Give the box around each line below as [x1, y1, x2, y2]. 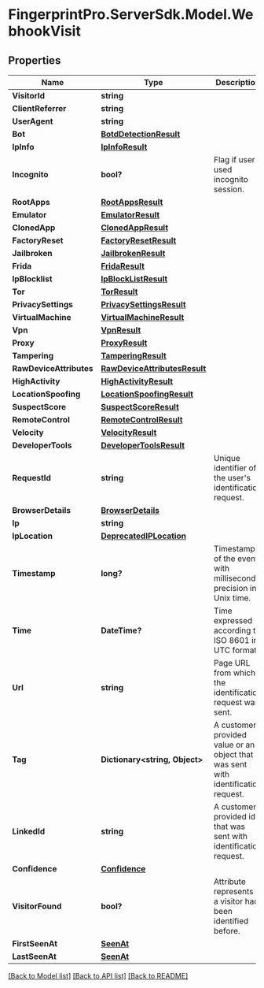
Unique [213, 453, 241, 463]
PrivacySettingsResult [101, 299, 186, 310]
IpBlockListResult [101, 273, 168, 284]
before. [213, 926, 241, 936]
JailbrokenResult [101, 248, 166, 258]
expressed [213, 615, 253, 626]
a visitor [213, 896, 244, 907]
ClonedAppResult [101, 222, 169, 233]
